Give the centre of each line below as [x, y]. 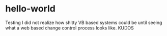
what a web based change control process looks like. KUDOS [69, 27]
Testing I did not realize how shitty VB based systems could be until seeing [84, 22]
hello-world [31, 9]
